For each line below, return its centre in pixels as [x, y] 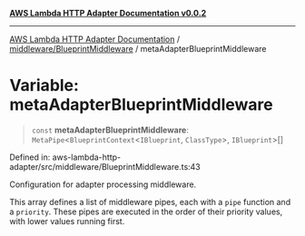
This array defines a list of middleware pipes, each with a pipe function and [150, 202]
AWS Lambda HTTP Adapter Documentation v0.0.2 [108, 13]
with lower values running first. [67, 221]
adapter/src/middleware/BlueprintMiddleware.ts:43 [105, 166]
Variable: [44, 86]
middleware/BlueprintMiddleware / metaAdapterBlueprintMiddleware [138, 49]
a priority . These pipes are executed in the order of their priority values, [146, 211]
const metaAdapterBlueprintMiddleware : [110, 130]
